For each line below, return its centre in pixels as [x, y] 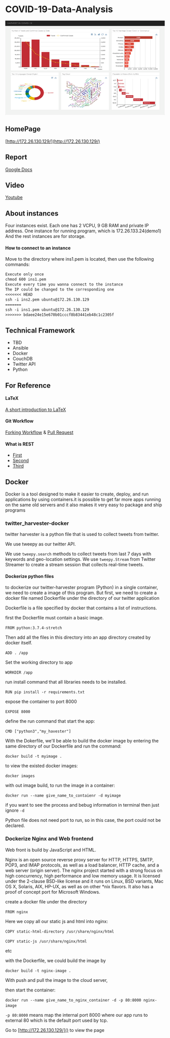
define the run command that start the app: [50, 721]
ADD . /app [17, 653]
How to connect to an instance [38, 248]
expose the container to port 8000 [41, 701]
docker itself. [19, 643]
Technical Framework [40, 330]
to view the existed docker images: [42, 766]
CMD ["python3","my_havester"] [38, 732]
